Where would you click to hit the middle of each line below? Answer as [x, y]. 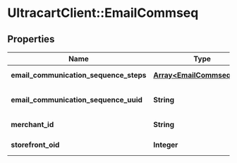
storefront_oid [35, 145]
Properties [31, 39]
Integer [165, 145]
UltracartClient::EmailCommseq [103, 13]
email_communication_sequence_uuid [77, 100]
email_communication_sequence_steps [79, 75]
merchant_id [32, 125]
